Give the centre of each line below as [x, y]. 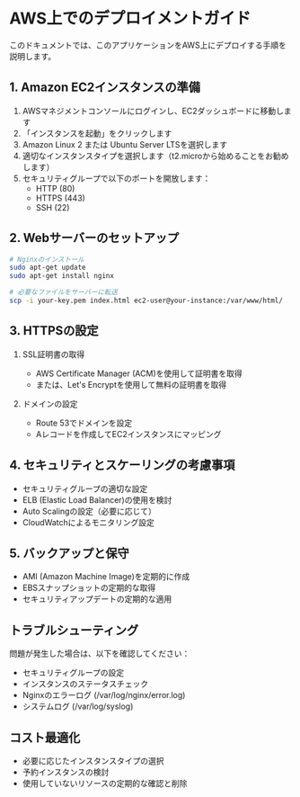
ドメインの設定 [50, 403]
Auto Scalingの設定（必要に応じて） [89, 511]
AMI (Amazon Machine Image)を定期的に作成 [106, 577]
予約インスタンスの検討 [66, 772]
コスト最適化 [45, 737]
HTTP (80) [55, 188]
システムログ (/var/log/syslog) [78, 706]
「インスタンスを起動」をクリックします [97, 133]
